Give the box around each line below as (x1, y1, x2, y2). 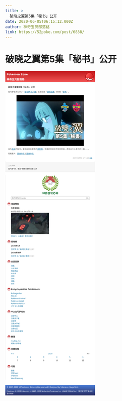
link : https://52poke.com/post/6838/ (5, 29, 85, 35)
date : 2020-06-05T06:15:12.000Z (5, 19, 73, 24)
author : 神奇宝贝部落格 (5, 24, 50, 29)
